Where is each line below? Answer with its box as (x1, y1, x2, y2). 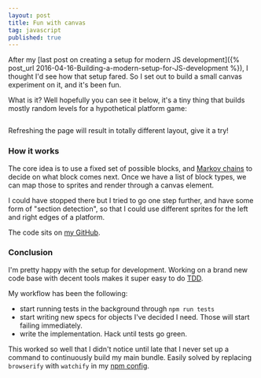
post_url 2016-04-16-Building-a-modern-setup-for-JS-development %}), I (8, 64, 248, 73)
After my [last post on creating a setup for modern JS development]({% (8, 55, 240, 65)
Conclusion (8, 247, 53, 258)
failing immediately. (19, 321, 83, 330)
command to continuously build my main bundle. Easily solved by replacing (8, 352, 252, 362)
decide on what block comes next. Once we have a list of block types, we (8, 172, 247, 181)
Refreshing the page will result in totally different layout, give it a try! (8, 126, 230, 135)
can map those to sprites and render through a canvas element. (8, 180, 215, 190)
